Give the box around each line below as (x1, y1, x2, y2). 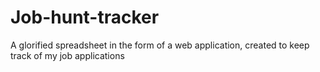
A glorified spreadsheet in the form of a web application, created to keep (10, 39, 310, 51)
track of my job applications (10, 49, 125, 61)
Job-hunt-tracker (10, 6, 160, 29)
